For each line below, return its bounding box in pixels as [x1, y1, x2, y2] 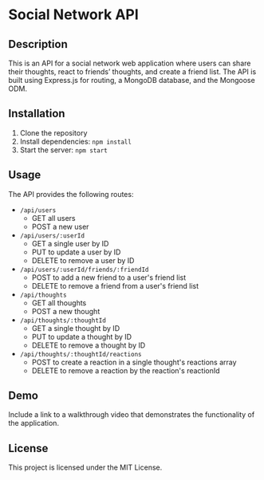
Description [8, 37, 68, 51]
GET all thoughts [31, 297, 87, 308]
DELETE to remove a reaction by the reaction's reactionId [31, 365, 221, 376]
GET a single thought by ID [31, 323, 120, 332]
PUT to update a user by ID [31, 247, 121, 257]
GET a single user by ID [31, 238, 109, 248]
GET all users [31, 213, 76, 222]
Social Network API [8, 6, 140, 24]
